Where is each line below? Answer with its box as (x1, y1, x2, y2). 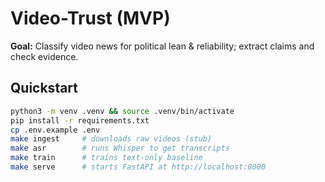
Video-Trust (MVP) (10, 7, 171, 30)
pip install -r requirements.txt (10, 115, 150, 126)
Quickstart (10, 80, 79, 97)
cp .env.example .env (10, 125, 101, 135)
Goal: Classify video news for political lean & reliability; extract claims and (10, 40, 315, 52)
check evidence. (10, 50, 79, 62)
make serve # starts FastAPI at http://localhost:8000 (10, 162, 267, 172)
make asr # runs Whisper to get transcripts (10, 143, 230, 154)
